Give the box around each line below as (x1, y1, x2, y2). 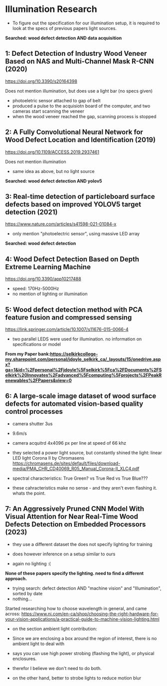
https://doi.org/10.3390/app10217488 (5, 276, 81, 282)
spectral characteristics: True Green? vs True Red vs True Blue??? (12, 475, 148, 481)
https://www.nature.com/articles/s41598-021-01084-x (5, 221, 117, 227)
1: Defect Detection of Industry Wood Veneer (5, 49, 147, 58)
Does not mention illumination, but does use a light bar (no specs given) (5, 88, 153, 94)
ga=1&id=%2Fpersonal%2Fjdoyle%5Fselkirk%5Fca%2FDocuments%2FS (5, 367, 162, 372)
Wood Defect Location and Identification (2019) (5, 136, 156, 144)
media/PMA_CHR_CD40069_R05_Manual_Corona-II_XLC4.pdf (12, 465, 140, 472)
